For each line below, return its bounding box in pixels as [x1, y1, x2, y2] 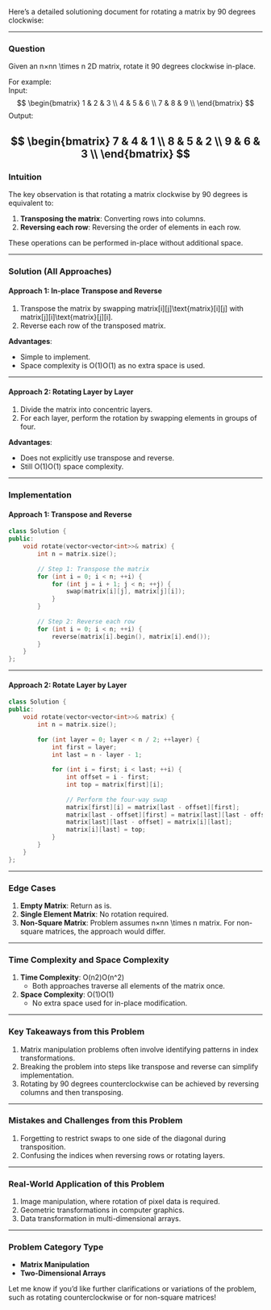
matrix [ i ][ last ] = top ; [65, 825, 147, 834]
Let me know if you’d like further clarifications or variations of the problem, [8, 1284, 256, 1294]
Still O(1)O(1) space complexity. [19, 462, 124, 472]
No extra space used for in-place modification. [31, 998, 188, 1008]
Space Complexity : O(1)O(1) [19, 989, 115, 1000]
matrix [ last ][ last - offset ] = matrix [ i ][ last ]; [65, 818, 233, 826]
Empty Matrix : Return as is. [19, 901, 112, 910]
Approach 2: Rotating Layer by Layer [8, 387, 134, 397]
